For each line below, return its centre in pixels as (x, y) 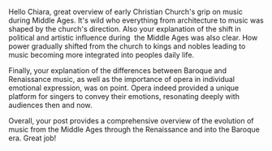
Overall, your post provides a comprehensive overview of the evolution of (131, 121)
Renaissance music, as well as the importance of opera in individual (122, 79)
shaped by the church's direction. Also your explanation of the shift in (125, 29)
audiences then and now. (50, 105)
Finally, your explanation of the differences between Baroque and (118, 71)
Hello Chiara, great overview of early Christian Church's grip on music (126, 12)
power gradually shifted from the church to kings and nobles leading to (127, 46)
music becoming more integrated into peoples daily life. (101, 55)
